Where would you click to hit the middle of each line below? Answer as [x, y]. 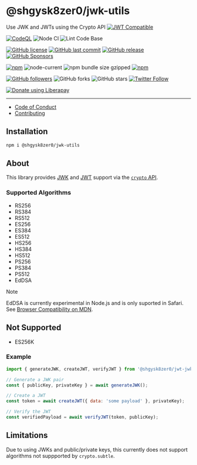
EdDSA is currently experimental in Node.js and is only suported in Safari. [95, 303]
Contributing [30, 113]
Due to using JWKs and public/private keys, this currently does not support [97, 449]
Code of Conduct [35, 107]
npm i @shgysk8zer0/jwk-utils [43, 145]
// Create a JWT [26, 396]
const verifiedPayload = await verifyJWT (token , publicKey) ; [82, 418]
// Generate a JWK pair [35, 379]
